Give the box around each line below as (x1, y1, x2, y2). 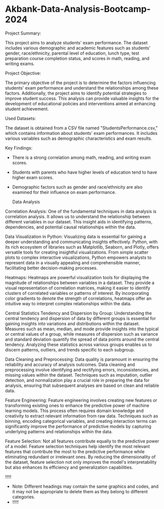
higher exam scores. (12, 174, 54, 180)
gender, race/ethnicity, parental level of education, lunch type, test (5, 50, 140, 56)
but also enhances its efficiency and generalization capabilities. (5, 464, 133, 470)
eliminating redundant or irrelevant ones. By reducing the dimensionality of (5, 454, 156, 460)
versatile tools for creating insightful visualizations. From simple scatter (5, 249, 148, 255)
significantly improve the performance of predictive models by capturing (5, 423, 152, 429)
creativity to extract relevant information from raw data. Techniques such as (5, 413, 158, 419)
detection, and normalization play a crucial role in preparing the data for (5, 377, 150, 383)
